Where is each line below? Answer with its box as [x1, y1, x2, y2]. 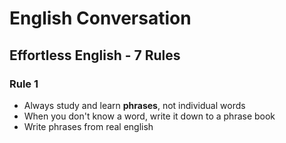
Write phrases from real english [23, 120, 154, 132]
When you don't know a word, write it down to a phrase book [23, 110, 276, 122]
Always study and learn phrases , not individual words [23, 99, 246, 111]
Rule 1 [9, 77, 39, 91]
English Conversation [9, 7, 192, 30]
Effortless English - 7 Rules [9, 47, 181, 64]
